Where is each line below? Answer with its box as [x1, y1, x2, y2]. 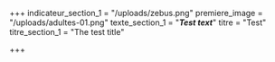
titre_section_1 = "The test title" [9, 27, 125, 37]
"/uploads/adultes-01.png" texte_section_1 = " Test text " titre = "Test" [9, 17, 267, 28]
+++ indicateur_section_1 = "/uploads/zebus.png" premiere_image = [9, 8, 263, 18]
